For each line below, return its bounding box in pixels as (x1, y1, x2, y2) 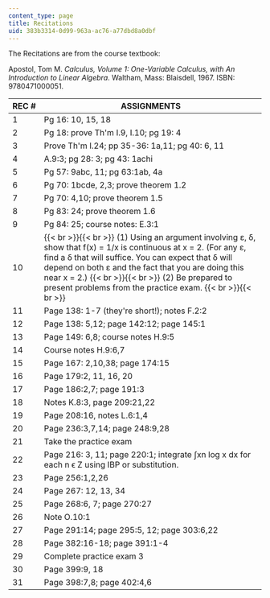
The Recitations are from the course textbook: (8, 49, 161, 59)
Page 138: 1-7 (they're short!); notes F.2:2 (43, 305, 207, 316)
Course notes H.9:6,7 (43, 344, 125, 356)
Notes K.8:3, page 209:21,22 (43, 397, 155, 408)
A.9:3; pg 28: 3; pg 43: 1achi (43, 154, 153, 165)
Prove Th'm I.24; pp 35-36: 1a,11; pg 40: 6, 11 (43, 140, 225, 151)
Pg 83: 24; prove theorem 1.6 (43, 206, 156, 217)
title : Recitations (8, 19, 74, 27)
